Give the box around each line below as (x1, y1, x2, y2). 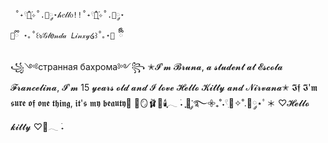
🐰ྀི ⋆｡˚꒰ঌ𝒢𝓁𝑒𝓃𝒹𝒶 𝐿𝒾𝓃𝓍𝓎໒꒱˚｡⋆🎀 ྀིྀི (10, 31, 124, 41)
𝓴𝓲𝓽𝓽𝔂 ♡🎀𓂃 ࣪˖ (10, 121, 65, 132)
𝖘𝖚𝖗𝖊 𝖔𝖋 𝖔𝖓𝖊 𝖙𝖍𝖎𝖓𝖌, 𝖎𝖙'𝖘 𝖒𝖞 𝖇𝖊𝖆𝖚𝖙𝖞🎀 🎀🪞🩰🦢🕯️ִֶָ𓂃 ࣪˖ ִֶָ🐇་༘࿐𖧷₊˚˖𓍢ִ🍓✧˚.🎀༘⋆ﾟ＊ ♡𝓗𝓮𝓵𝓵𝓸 (10, 97, 310, 109)
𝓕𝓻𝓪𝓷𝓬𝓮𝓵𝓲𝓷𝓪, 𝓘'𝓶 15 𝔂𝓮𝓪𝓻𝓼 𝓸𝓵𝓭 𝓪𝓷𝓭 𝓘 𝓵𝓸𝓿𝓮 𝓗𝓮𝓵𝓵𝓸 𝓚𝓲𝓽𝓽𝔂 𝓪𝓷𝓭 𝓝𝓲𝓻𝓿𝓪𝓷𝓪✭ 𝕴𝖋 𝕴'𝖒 (10, 82, 318, 93)
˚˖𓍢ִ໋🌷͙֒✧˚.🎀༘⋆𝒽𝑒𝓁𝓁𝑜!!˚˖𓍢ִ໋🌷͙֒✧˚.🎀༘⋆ (14, 10, 125, 20)
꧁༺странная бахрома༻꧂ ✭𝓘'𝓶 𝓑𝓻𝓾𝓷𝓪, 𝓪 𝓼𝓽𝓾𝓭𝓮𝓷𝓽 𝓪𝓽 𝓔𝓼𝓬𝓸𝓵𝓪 (10, 61, 283, 72)
